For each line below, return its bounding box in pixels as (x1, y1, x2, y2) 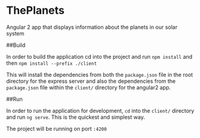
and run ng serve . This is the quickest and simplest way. (6, 113, 145, 121)
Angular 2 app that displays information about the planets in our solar (6, 23, 178, 31)
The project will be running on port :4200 (6, 125, 107, 132)
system (6, 29, 25, 37)
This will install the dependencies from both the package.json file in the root (6, 71, 193, 78)
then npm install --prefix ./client (6, 59, 97, 67)
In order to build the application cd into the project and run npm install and (6, 53, 193, 60)
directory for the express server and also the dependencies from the (6, 77, 176, 85)
